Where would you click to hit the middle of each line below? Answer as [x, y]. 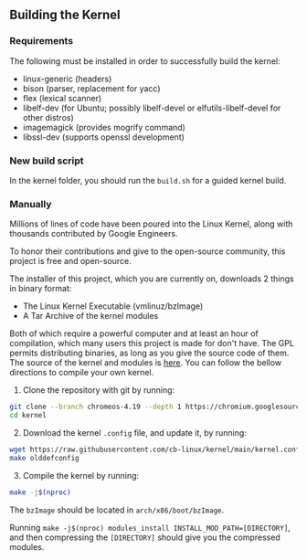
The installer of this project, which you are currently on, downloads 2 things [152, 279]
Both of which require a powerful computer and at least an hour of [134, 333]
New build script [47, 161]
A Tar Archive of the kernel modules [90, 316]
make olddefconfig [44, 458]
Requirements [42, 41]
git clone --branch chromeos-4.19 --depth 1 [95, 407]
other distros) [48, 117]
